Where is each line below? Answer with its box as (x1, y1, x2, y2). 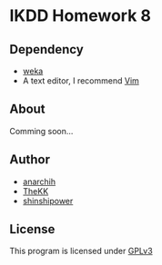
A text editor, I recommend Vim (22, 75, 139, 86)
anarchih (22, 176, 56, 187)
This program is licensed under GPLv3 (9, 246, 153, 257)
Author (9, 152, 50, 168)
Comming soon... (9, 125, 74, 136)
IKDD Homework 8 (9, 5, 152, 26)
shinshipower (22, 195, 74, 206)
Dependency (9, 42, 84, 57)
